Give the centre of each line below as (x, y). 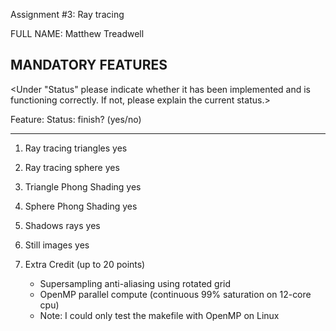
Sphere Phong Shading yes (81, 206)
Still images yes (57, 245)
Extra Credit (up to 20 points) (85, 264)
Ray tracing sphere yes (72, 167)
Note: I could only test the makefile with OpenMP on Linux (159, 315)
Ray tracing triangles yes (76, 148)
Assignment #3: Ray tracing (67, 14)
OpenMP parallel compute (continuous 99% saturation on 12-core (175, 294)
